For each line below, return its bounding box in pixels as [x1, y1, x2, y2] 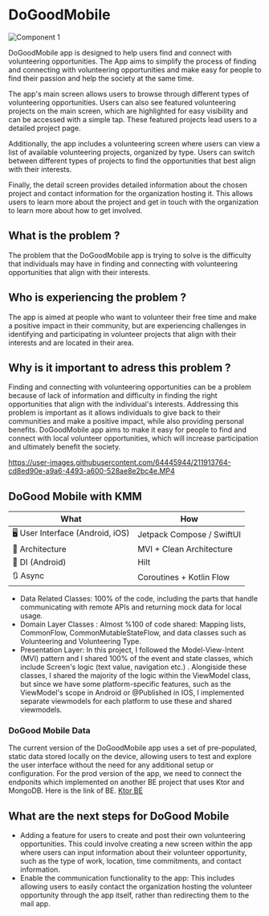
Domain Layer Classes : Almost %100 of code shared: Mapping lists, [19, 619, 247, 629]
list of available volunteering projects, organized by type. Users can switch [8, 147, 255, 157]
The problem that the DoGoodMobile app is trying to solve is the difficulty [8, 250, 251, 260]
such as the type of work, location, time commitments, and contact [19, 856, 242, 866]
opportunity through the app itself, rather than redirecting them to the [19, 890, 250, 900]
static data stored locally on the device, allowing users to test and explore [8, 752, 252, 762]
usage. [19, 611, 43, 621]
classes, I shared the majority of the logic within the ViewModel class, [19, 671, 251, 680]
